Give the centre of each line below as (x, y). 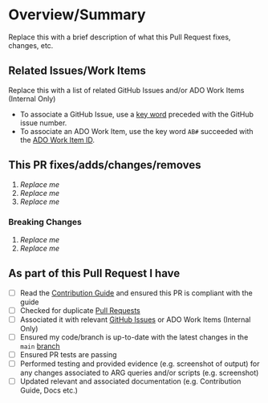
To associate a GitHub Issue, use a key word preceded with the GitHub (137, 114)
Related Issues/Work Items (77, 71)
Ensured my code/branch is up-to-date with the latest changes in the (134, 337)
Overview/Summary (77, 15)
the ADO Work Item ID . (57, 140)
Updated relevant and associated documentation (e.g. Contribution (130, 381)
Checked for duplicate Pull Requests (80, 310)
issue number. (43, 123)
